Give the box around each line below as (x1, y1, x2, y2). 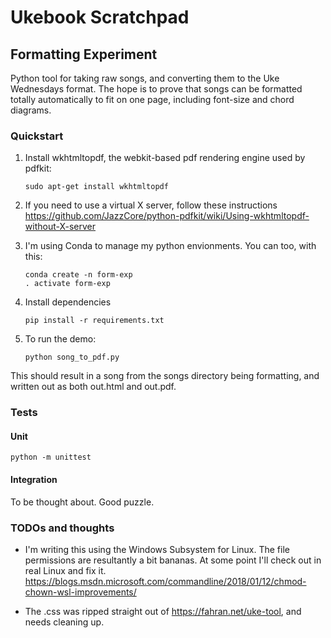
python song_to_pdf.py (24, 352, 120, 363)
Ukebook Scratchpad (10, 6, 190, 29)
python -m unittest (10, 452, 92, 463)
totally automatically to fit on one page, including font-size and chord (10, 94, 295, 105)
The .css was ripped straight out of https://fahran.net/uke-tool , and (24, 605, 302, 617)
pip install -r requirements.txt (24, 316, 165, 326)
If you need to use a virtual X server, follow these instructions (24, 199, 278, 211)
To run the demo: (24, 333, 97, 345)
